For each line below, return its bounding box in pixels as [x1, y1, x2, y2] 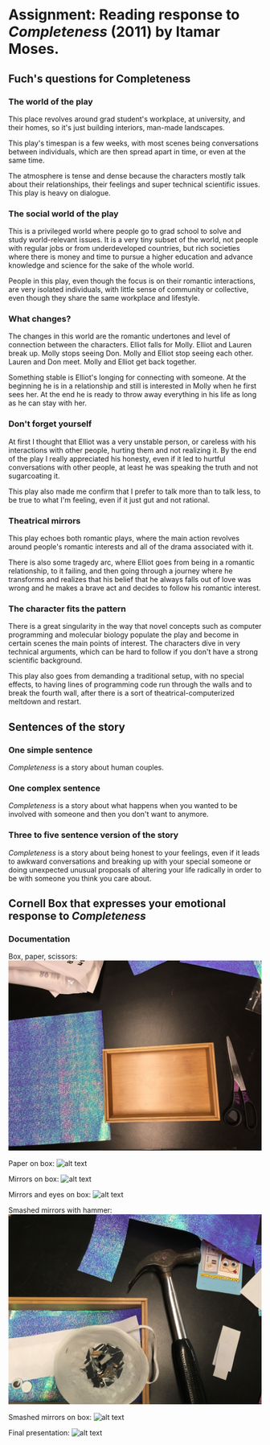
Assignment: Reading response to [8, 6, 240, 24]
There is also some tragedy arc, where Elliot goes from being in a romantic [8, 557, 256, 568]
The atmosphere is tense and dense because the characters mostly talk [8, 170, 246, 180]
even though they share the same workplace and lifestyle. [8, 294, 200, 303]
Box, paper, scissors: [8, 951, 78, 962]
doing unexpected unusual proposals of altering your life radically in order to [8, 864, 262, 874]
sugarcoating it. [8, 470, 60, 480]
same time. [8, 155, 46, 165]
